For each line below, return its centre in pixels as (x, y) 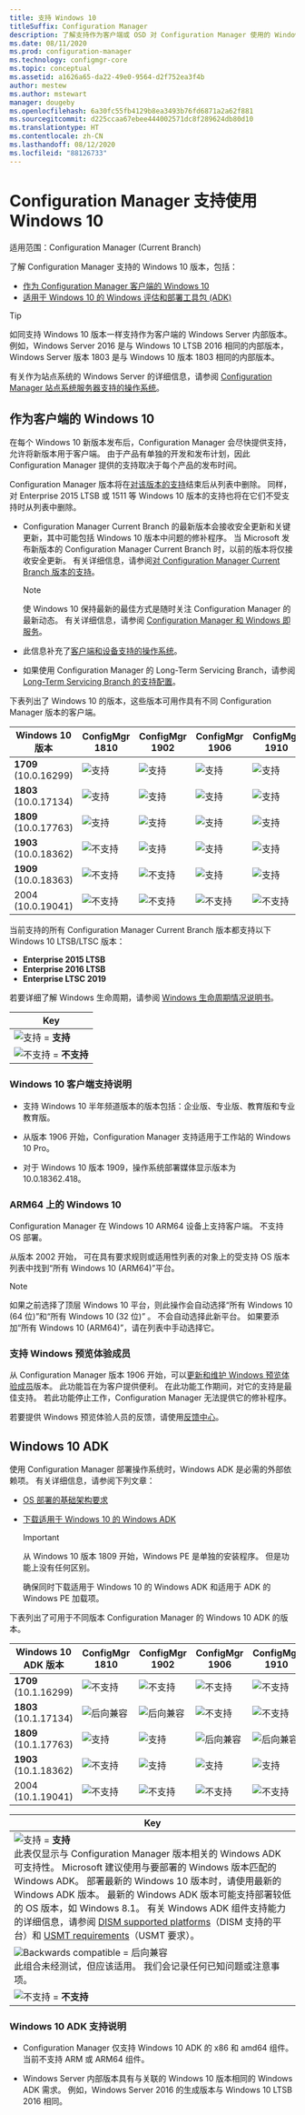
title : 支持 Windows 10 (53, 18)
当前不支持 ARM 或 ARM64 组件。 (86, 2060)
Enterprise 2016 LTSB (64, 969)
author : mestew (38, 85)
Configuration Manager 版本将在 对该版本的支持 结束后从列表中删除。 (138, 485)
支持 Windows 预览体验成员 (70, 1353)
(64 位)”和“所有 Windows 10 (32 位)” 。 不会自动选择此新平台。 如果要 (140, 1316)
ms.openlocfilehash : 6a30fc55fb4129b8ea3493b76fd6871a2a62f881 (132, 111)
